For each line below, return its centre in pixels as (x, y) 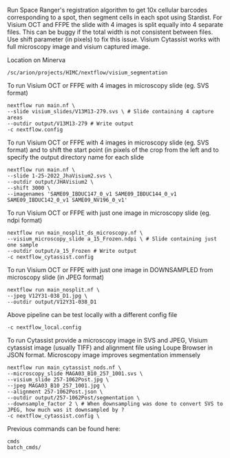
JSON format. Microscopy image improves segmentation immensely (104, 355)
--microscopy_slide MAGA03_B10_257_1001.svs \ (75, 374)
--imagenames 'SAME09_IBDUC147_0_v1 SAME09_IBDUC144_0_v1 (92, 194)
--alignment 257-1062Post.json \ (55, 392)
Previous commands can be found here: (64, 429)
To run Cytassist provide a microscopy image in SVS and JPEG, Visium (107, 340)
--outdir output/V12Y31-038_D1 (52, 302)
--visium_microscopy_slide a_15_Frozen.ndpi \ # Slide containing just (112, 239)
